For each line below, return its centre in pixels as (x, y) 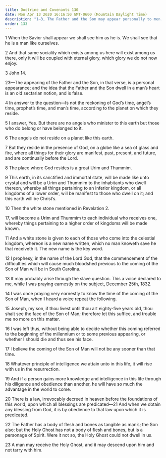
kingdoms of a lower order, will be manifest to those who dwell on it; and (79, 193)
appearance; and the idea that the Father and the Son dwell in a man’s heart (83, 88)
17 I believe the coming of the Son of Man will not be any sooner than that (80, 349)
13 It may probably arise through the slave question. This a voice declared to (83, 279)
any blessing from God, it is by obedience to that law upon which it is (76, 410)
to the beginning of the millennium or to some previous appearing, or (75, 334)
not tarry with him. (24, 450)
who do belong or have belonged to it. (44, 128)
